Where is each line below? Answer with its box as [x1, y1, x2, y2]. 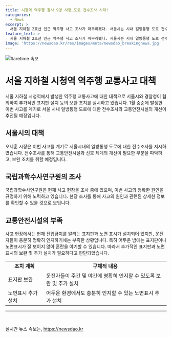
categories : [5, 12, 31, 17]
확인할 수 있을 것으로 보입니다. [10, 200, 71, 206]
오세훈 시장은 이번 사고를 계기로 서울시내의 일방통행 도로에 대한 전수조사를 [5, 143, 153, 149]
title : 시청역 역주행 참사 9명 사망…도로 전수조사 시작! [5, 7, 109, 13]
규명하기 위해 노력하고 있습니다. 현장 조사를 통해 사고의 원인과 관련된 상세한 [5, 193, 156, 199]
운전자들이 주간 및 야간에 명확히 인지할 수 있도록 [46, 272, 155, 279]
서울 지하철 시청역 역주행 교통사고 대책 [5, 75, 157, 87]
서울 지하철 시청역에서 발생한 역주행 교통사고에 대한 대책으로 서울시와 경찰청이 [5, 93, 161, 99]
